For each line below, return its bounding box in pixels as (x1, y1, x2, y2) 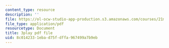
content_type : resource (5, 7, 55, 12)
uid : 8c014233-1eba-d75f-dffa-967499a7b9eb (5, 35, 98, 40)
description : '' (5, 12, 39, 17)
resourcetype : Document (5, 26, 55, 31)
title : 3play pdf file (5, 30, 53, 35)
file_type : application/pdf (5, 21, 64, 26)
